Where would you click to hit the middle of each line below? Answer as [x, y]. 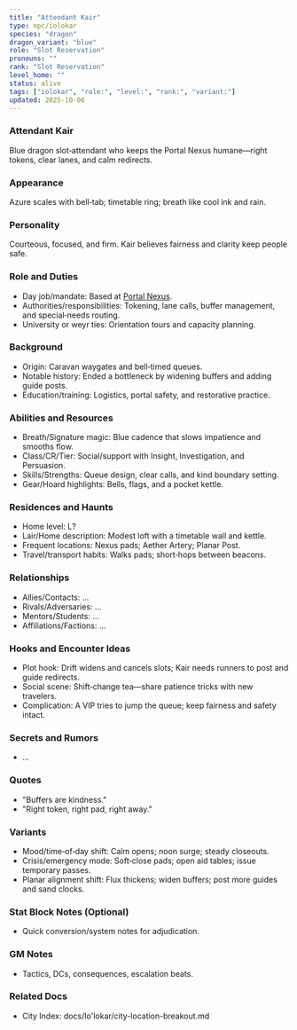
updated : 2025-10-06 [47, 100]
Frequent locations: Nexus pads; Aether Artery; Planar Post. [131, 546]
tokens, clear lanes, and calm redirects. [81, 160]
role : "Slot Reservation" [57, 51]
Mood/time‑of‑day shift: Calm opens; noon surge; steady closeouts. [146, 851]
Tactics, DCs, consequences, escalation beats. [107, 973]
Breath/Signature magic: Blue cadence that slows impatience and [141, 437]
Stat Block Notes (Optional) [69, 912]
